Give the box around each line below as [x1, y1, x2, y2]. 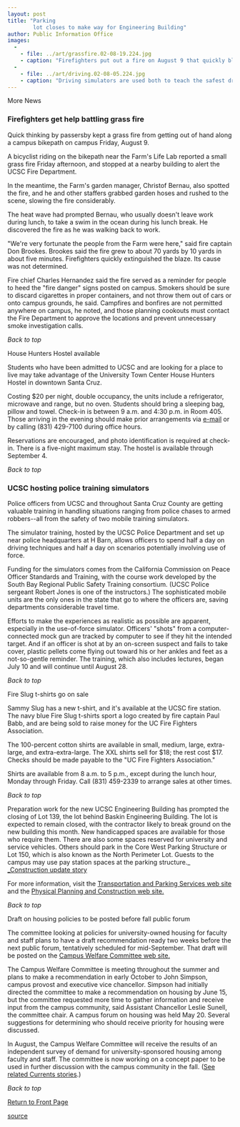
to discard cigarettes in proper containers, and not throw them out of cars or [7, 291, 232, 299]
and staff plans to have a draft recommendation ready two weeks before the [7, 935, 231, 944]
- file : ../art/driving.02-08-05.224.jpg [20, 70, 145, 77]
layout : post [7, 10, 46, 18]
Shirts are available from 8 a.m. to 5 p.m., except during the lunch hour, [7, 769, 216, 778]
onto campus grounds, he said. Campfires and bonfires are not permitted [7, 298, 223, 307]
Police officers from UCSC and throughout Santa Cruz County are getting [7, 499, 224, 507]
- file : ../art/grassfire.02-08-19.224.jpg [20, 51, 152, 58]
